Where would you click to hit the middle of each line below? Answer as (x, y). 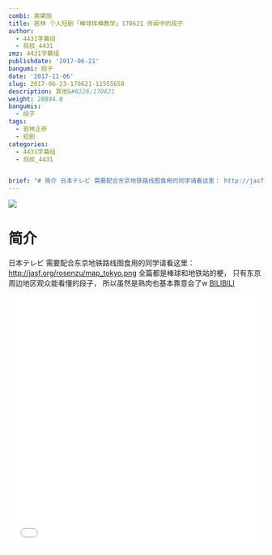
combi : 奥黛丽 (30, 16)
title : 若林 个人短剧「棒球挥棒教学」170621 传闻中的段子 (96, 24)
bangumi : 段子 (31, 69)
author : (21, 31)
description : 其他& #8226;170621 (62, 91)
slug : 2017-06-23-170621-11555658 (67, 84)
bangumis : (25, 106)
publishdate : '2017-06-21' (54, 62)
